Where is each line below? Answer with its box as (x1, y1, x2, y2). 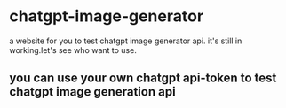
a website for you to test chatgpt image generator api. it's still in (9, 35, 242, 46)
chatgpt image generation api (9, 84, 176, 99)
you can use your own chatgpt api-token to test (9, 71, 277, 86)
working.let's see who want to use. (9, 44, 138, 55)
